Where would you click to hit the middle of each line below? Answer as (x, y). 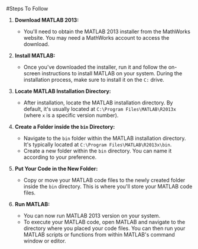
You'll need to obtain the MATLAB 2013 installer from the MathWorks (107, 31)
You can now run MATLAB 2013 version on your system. (92, 216)
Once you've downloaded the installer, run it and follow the (95, 67)
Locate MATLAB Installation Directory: (63, 91)
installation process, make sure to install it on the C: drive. (94, 80)
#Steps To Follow (27, 9)
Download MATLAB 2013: (47, 20)
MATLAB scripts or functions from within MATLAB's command (99, 234)
